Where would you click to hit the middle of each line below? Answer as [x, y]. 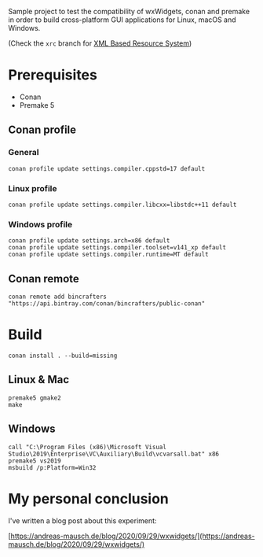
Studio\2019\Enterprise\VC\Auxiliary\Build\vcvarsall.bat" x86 [114, 454]
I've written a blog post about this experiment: [82, 520]
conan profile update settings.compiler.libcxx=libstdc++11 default [122, 205]
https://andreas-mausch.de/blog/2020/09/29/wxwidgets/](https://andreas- [133, 536]
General [24, 153]
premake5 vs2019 [35, 461]
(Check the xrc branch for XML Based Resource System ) [100, 43]
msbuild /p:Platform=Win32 [52, 467]
